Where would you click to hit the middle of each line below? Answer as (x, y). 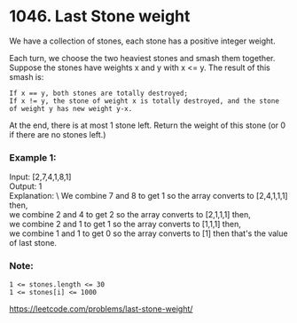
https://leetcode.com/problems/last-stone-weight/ (101, 309)
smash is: (27, 76)
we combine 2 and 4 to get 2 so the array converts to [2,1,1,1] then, (130, 215)
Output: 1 (26, 186)
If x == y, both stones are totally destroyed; (99, 93)
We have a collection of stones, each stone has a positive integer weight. (143, 41)
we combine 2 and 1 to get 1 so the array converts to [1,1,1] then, (125, 225)
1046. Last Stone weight (100, 16)
